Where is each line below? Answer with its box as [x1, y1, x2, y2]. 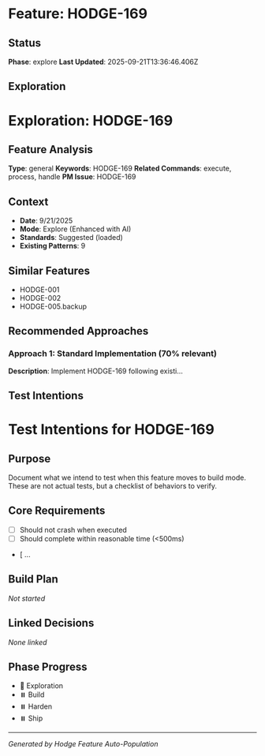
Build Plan [8, 573, 59, 586]
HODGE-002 [19, 294, 62, 303]
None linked [8, 637, 47, 647]
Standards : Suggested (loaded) [19, 233, 124, 242]
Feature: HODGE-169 [8, 5, 148, 23]
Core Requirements [8, 504, 106, 518]
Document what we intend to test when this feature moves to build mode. [8, 473, 247, 482]
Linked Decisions [8, 616, 95, 630]
